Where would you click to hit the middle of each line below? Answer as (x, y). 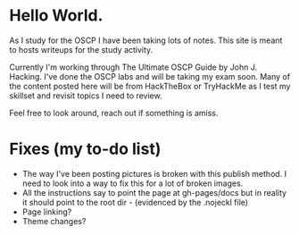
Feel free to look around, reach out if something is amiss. (114, 113)
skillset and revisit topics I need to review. (86, 96)
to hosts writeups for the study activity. (81, 49)
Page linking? (47, 212)
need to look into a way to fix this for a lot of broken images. (133, 183)
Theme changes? (54, 221)
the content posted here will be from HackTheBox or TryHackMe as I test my (150, 86)
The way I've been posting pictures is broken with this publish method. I (154, 173)
